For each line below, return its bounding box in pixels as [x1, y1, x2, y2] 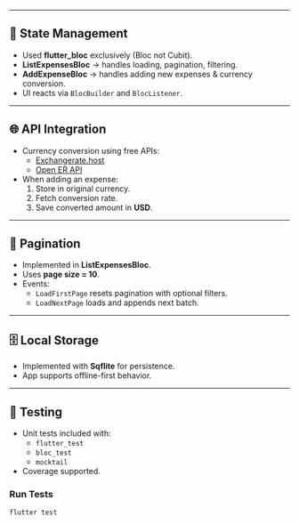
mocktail [35, 458, 69, 467]
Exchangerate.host [35, 155, 105, 165]
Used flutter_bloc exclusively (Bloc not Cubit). [21, 50, 193, 60]
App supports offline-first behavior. [21, 370, 152, 381]
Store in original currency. [35, 183, 131, 194]
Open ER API [35, 164, 83, 174]
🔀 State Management [9, 26, 128, 41]
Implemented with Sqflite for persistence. [21, 361, 175, 372]
